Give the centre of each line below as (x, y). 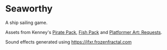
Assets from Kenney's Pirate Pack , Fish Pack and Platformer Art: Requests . (84, 32)
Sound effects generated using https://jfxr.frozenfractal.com (68, 42)
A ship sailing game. (26, 22)
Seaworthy (29, 9)
